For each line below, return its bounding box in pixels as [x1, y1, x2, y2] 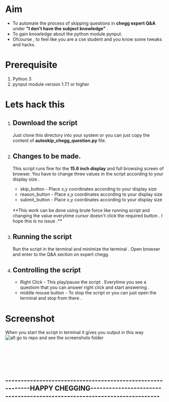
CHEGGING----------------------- [54, 384, 162, 392]
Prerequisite [5, 59, 58, 71]
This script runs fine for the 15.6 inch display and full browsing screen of [12, 165, 164, 172]
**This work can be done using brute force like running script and [12, 207, 150, 213]
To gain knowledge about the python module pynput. [12, 31, 122, 37]
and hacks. [12, 41, 36, 47]
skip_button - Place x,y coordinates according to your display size [20, 186, 157, 192]
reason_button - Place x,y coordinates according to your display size [20, 191, 162, 197]
